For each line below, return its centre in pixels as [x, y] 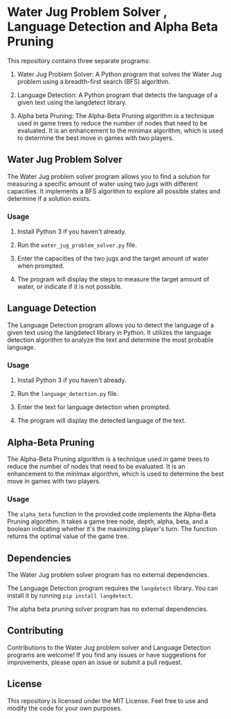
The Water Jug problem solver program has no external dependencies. [108, 575]
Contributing [35, 631]
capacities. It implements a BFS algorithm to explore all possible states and [114, 191]
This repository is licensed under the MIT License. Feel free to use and [108, 700]
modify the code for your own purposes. [65, 708]
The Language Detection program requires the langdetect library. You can [113, 588]
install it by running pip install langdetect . [70, 596]
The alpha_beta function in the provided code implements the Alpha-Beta [112, 514]
